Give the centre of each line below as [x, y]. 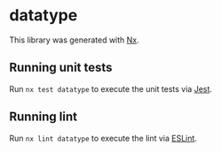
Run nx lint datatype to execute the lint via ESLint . [103, 138]
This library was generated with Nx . [74, 40]
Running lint [43, 117]
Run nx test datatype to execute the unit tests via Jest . [111, 88]
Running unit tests [61, 68]
